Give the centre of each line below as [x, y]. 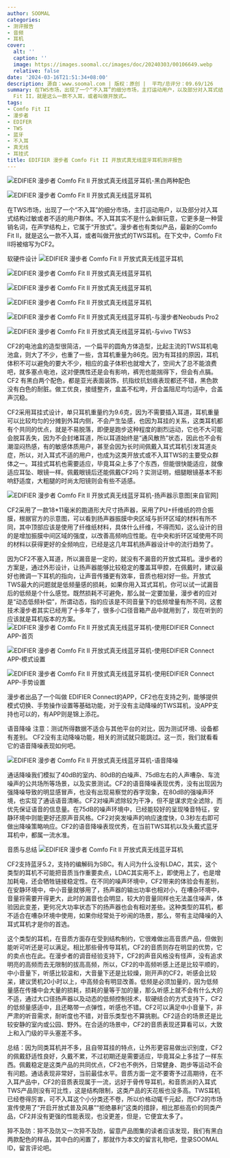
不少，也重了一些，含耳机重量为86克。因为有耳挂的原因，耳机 [131, 355]
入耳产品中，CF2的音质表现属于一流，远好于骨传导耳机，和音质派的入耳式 [112, 1082]
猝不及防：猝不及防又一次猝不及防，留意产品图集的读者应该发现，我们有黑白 [115, 1131]
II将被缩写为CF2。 [33, 244]
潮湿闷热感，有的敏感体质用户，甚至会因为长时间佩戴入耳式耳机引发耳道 [109, 446]
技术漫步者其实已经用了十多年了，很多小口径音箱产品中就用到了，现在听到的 [115, 610]
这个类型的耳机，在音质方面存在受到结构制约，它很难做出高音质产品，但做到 [115, 938]
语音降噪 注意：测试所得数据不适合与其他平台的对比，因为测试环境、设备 [110, 729]
